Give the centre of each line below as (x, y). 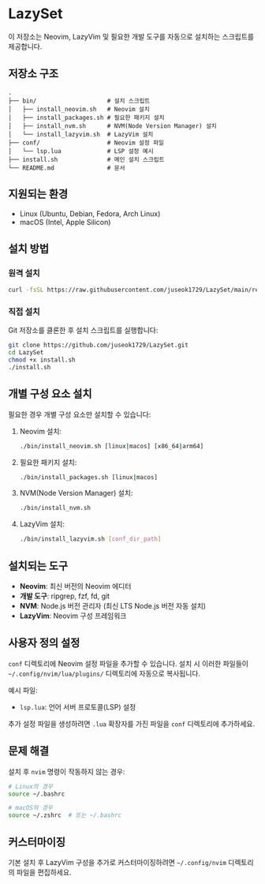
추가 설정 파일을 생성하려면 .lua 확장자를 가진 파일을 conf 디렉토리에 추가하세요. (131, 724)
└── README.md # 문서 (67, 168)
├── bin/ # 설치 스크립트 (79, 101)
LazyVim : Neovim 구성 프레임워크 (73, 616)
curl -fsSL (26, 290)
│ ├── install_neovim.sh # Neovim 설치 (79, 109)
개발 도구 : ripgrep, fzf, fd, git (65, 596)
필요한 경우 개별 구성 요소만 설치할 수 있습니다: (80, 414)
